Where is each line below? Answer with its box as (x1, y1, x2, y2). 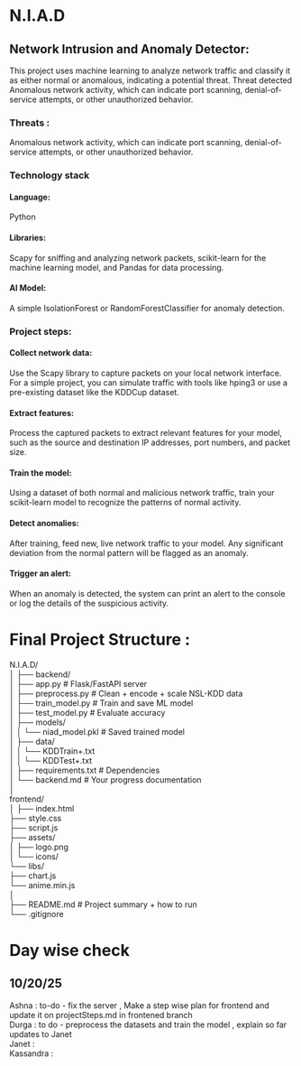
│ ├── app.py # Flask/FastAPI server (9, 678, 148, 689)
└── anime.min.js (9, 879, 76, 890)
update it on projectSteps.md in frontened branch (9, 1009, 194, 1020)
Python (9, 211, 36, 222)
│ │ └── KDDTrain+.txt (9, 746, 96, 756)
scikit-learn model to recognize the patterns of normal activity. (9, 497, 242, 508)
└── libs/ (9, 860, 45, 871)
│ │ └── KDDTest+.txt (9, 755, 93, 765)
